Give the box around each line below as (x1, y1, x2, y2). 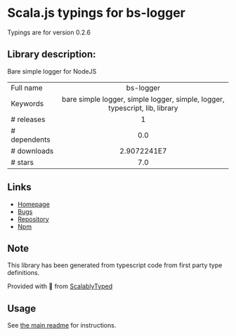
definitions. (7, 269, 40, 277)
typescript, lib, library (107, 103, 178, 113)
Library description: (7, 48, 96, 60)
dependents (11, 135, 51, 145)
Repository (17, 215, 49, 223)
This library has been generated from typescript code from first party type (7, 261, 223, 269)
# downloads (11, 146, 54, 156)
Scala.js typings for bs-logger (7, 5, 186, 21)
